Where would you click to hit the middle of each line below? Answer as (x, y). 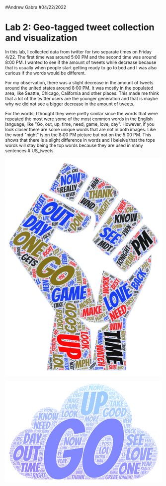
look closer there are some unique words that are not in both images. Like (81, 129)
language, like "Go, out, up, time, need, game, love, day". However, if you (80, 124)
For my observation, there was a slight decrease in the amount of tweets (79, 82)
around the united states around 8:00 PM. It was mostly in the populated (79, 88)
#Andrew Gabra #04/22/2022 (36, 7)
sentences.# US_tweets (29, 150)
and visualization (41, 38)
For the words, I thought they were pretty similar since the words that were (82, 113)
